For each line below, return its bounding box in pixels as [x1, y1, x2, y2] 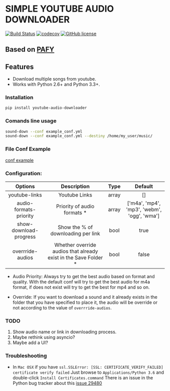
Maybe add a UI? [12, 340, 48, 346]
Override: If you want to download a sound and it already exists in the [12, 294, 158, 300]
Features [5, 62, 34, 71]
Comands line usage [5, 118, 57, 125]
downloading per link [50, 230, 100, 237]
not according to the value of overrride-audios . [12, 304, 112, 310]
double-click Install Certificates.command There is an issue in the [12, 374, 153, 380]
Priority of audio [56, 203, 95, 210]
